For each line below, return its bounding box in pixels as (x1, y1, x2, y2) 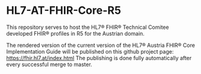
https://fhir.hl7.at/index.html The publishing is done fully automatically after (6, 54, 192, 61)
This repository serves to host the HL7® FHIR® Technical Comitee (6, 23, 170, 31)
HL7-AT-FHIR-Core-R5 (6, 4, 122, 17)
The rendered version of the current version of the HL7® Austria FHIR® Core (6, 42, 196, 49)
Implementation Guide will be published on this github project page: (6, 48, 174, 55)
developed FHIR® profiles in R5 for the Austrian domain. (6, 29, 145, 37)
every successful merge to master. (6, 61, 92, 68)
